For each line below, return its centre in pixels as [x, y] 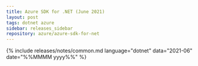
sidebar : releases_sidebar [40, 28]
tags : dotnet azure [30, 23]
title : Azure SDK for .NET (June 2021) [56, 12]
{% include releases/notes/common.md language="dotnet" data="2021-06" [99, 51]
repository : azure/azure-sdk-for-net [53, 34]
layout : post [22, 17]
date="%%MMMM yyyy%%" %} [46, 57]
